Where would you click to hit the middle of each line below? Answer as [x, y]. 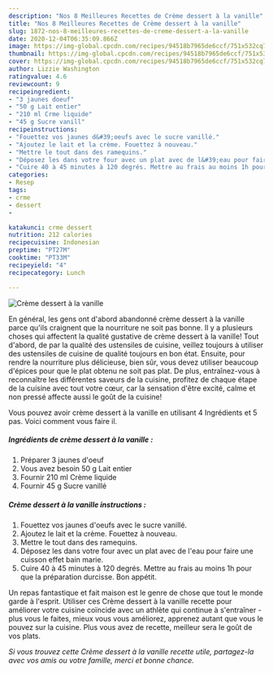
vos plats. [25, 636]
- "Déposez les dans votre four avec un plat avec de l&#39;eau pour [129, 160]
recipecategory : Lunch [47, 273]
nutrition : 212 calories [50, 235]
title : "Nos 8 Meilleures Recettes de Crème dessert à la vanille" [125, 24]
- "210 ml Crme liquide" [50, 115]
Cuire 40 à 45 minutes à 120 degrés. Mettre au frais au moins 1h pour [136, 568]
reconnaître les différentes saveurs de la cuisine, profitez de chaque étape [133, 379]
